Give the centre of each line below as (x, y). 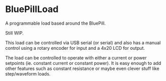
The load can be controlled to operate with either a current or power (76, 58)
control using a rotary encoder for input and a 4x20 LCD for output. (75, 48)
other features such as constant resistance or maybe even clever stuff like (82, 68)
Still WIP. (14, 33)
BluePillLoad (32, 9)
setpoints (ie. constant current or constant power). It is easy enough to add (83, 63)
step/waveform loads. (28, 73)
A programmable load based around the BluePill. (56, 23)
